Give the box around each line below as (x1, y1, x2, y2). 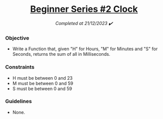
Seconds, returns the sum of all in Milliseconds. (12, 51, 110, 57)
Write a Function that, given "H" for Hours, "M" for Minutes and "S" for (12, 46, 158, 52)
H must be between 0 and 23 (12, 75, 73, 81)
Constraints (5, 64, 35, 71)
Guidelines (5, 98, 32, 105)
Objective (5, 34, 29, 41)
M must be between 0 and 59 (12, 80, 73, 86)
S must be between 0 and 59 (12, 86, 72, 92)
